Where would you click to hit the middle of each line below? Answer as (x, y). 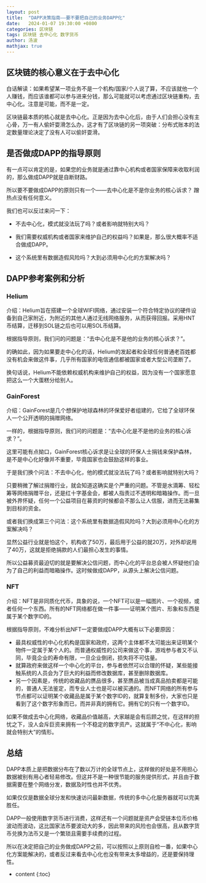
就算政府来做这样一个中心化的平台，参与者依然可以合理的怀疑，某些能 (104, 665)
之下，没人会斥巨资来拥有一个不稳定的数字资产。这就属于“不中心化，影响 (104, 724)
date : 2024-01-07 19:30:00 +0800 (52, 23)
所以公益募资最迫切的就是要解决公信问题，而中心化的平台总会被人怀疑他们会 (103, 563)
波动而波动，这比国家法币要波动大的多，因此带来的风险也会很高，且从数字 (100, 825)
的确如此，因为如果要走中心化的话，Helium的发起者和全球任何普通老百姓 (98, 352)
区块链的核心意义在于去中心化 (63, 73)
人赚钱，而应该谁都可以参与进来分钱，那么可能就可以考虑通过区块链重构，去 (103, 96)
